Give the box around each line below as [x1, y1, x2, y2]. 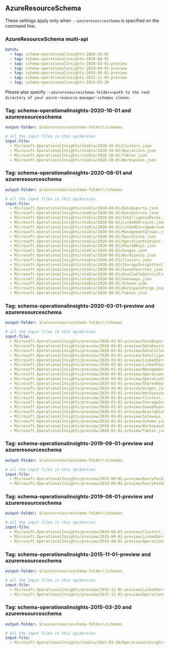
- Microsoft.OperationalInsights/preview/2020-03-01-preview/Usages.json [10, 385, 167, 391]
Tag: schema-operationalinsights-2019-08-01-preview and [5, 493, 153, 500]
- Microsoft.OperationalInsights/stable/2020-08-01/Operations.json [10, 234, 156, 239]
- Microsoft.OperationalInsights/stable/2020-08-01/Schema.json [10, 281, 147, 286]
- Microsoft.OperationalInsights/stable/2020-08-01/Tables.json [10, 290, 147, 295]
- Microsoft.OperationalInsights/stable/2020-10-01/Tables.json [10, 153, 147, 158]
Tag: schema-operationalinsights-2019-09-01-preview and [5, 440, 153, 447]
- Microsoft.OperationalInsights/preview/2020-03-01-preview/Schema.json [10, 418, 167, 424]
